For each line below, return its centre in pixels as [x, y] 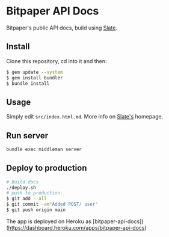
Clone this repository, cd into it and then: [57, 61]
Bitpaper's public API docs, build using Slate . [62, 28]
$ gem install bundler [35, 78]
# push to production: [35, 193]
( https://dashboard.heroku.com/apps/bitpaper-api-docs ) [77, 227]
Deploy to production [47, 168]
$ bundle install [28, 83]
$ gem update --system [35, 72]
